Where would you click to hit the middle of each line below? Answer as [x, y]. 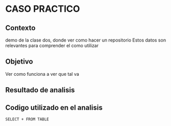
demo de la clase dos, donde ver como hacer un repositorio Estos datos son [86, 40]
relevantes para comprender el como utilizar [52, 46]
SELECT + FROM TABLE [27, 119]
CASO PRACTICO [43, 9]
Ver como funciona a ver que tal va [42, 74]
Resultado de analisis [40, 90]
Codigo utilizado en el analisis [54, 107]
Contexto [20, 28]
